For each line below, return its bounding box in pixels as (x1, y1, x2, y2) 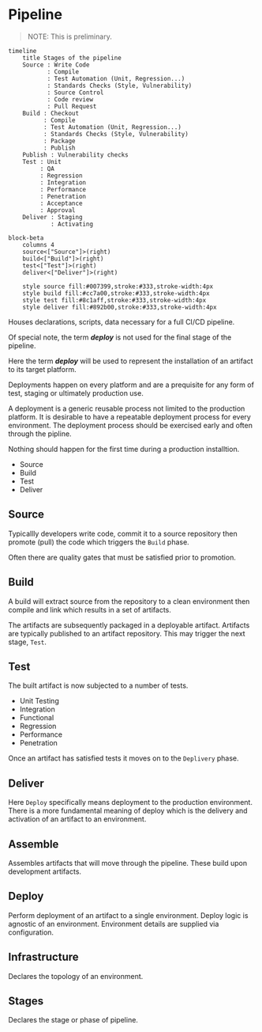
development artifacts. (8, 867, 81, 876)
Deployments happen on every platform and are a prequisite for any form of (8, 380, 255, 389)
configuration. (8, 928, 54, 937)
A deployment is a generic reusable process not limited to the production (8, 404, 245, 413)
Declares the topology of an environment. (8, 971, 144, 981)
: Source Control (47, 89, 104, 97)
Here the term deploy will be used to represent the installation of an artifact (8, 356, 254, 366)
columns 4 (22, 241, 55, 249)
